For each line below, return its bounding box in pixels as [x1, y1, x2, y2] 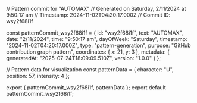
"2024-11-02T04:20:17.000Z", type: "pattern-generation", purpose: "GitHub [6, 42, 192, 49]
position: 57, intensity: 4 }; [6, 73, 70, 79]
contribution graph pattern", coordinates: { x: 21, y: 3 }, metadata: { [6, 48, 170, 55]
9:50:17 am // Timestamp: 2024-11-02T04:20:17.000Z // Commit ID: [6, 11, 171, 18]
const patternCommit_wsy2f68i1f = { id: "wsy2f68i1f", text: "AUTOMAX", [6, 29, 183, 36]
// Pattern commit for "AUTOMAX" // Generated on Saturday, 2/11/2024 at [6, 5, 186, 12]
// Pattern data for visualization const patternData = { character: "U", [6, 66, 174, 73]
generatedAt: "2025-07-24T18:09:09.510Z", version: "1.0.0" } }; [6, 55, 161, 61]
